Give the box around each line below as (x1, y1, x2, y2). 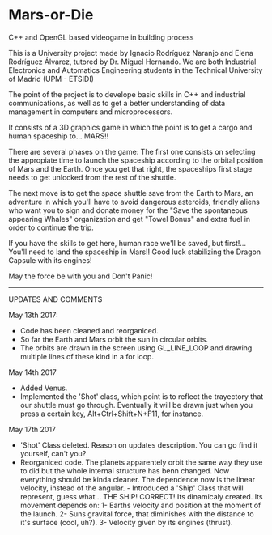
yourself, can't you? (19, 448, 87, 458)
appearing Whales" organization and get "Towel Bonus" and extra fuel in (8, 214, 251, 223)
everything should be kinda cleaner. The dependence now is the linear (19, 474, 256, 484)
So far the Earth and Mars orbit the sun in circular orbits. (19, 334, 209, 344)
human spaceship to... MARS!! (8, 131, 109, 141)
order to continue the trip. (8, 223, 95, 232)
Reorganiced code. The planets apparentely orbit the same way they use (19, 457, 263, 467)
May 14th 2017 (8, 367, 57, 377)
